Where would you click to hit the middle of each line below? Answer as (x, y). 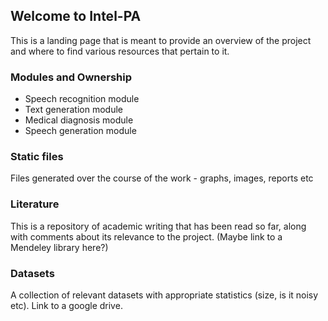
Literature (35, 204)
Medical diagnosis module (79, 120)
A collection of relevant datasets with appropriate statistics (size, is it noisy (164, 295)
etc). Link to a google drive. (66, 305)
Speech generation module (80, 131)
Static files (37, 157)
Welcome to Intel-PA (76, 16)
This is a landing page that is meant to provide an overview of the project (161, 40)
